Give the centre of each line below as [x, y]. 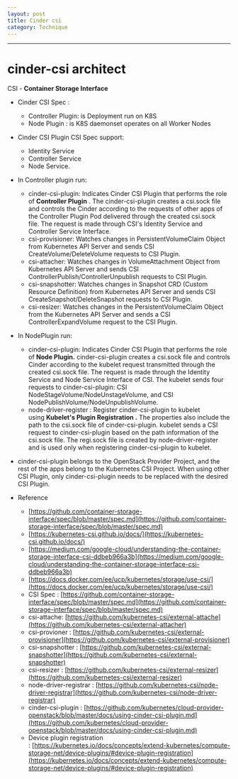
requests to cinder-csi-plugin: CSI [78, 387]
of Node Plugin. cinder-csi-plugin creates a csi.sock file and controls [129, 357]
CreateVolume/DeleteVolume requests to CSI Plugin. [104, 254]
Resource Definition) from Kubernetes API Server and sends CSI [122, 292]
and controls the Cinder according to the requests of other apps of [125, 209]
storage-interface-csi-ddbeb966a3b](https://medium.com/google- [126, 557]
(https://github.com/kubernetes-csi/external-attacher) [107, 625]
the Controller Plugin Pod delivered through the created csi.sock [122, 217]
